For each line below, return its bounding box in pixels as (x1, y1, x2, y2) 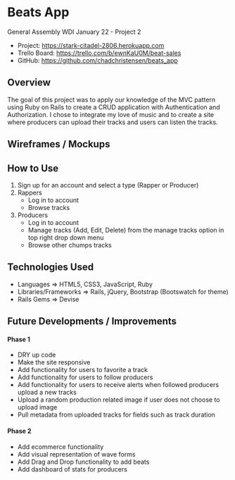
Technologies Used (7, 261, 94, 273)
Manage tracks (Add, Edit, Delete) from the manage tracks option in (27, 226, 224, 234)
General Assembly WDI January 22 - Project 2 (7, 27, 141, 36)
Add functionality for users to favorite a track (17, 366, 148, 374)
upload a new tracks (17, 388, 77, 397)
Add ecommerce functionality (17, 442, 104, 451)
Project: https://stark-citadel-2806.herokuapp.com (17, 41, 165, 49)
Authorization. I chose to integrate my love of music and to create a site (7, 110, 215, 118)
